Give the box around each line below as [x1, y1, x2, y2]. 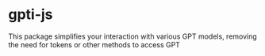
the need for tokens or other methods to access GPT [8, 39, 181, 49]
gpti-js [8, 6, 53, 24]
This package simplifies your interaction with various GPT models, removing [8, 32, 258, 41]
